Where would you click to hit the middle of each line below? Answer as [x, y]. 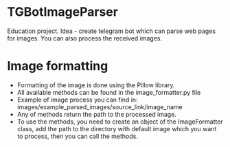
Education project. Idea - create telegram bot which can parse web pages [112, 31]
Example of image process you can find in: [78, 100]
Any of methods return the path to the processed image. [97, 114]
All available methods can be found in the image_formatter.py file [109, 92]
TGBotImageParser [63, 12]
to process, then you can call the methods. [78, 136]
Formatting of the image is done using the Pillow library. [96, 85]
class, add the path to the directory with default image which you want [117, 128]
